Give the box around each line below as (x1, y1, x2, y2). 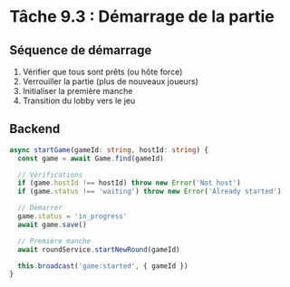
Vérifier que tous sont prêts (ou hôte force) (22, 66, 183, 77)
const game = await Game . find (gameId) (17, 154, 165, 163)
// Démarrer (17, 204, 63, 213)
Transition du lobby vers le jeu (22, 95, 136, 106)
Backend (9, 121, 61, 137)
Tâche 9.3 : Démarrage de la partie (9, 6, 275, 27)
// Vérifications (17, 170, 83, 179)
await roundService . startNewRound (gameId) (17, 244, 180, 254)
